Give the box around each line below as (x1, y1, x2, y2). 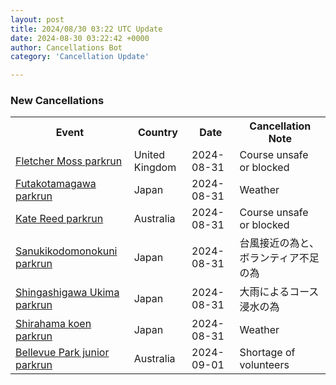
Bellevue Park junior (15, 346, 110, 360)
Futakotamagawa (15, 177, 97, 191)
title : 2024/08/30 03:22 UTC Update (10, 24, 163, 34)
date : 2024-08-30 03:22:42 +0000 (10, 33, 150, 43)
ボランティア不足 (239, 251, 320, 265)
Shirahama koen (15, 317, 92, 331)
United (133, 148, 166, 162)
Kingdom (133, 161, 177, 175)
